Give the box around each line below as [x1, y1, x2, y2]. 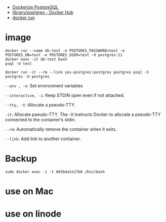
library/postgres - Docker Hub [12, 9, 74, 15]
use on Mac [5, 186, 54, 197]
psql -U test [5, 61, 32, 66]
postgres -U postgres [5, 74, 50, 79]
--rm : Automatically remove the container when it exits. [5, 126, 117, 132]
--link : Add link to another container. [5, 136, 82, 142]
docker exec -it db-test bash [5, 57, 68, 62]
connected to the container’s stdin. [5, 116, 76, 122]
